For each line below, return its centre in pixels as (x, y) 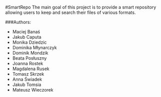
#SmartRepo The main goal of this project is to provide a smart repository (81, 7)
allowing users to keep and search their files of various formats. (71, 12)
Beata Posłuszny (29, 58)
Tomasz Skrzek (28, 74)
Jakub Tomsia (27, 85)
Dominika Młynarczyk (35, 48)
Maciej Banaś (26, 32)
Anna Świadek (27, 79)
